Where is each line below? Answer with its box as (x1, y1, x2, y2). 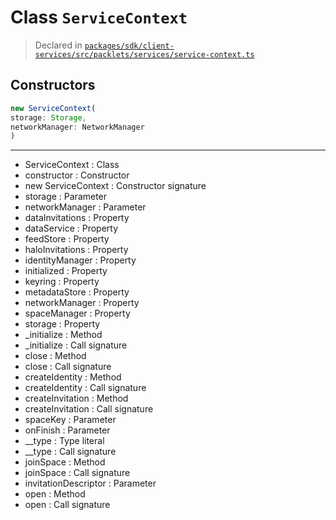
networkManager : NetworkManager (10, 122, 145, 132)
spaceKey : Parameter (24, 414, 117, 426)
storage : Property (24, 318, 101, 330)
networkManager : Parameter (24, 201, 147, 213)
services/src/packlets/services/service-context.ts (34, 49, 255, 60)
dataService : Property (24, 222, 119, 235)
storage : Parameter (24, 191, 108, 203)
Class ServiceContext (10, 6, 188, 29)
